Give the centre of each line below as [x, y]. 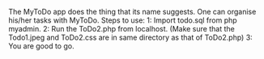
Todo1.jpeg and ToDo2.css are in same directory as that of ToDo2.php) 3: [130, 37]
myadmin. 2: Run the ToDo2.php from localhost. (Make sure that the [121, 29]
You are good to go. [41, 46]
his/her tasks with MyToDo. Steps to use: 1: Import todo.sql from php [123, 20]
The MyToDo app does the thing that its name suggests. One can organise [132, 12]
